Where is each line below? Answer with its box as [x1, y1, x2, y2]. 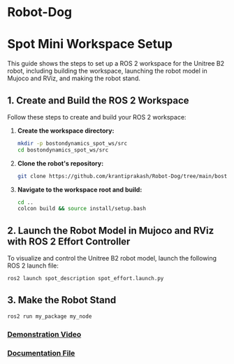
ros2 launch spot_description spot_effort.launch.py [7, 275, 164, 282]
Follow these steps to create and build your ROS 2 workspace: [7, 112, 187, 121]
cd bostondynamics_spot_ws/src [17, 146, 109, 154]
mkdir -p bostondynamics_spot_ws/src [17, 140, 128, 147]
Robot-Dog [7, 4, 73, 20]
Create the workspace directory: [17, 126, 115, 135]
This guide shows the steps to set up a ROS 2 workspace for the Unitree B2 [7, 59, 225, 68]
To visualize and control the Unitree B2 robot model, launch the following [7, 254, 217, 263]
